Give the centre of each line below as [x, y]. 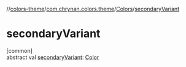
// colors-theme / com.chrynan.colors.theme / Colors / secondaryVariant [93, 9]
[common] [19, 50]
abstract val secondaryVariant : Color [53, 57]
